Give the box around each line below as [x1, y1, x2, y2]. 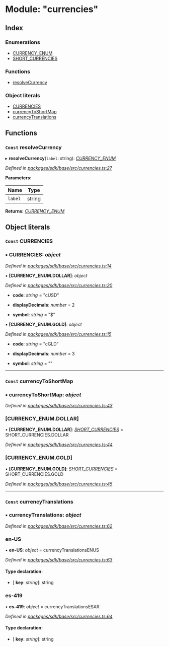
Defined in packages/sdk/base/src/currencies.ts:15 [5, 331, 112, 337]
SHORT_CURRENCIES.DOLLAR [5, 432, 69, 438]
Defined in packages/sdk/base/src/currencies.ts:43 [5, 402, 113, 408]
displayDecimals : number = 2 [12, 302, 75, 308]
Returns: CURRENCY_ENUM [5, 208, 65, 214]
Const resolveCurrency [5, 143, 62, 151]
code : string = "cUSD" [12, 292, 59, 298]
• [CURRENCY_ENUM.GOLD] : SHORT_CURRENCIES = [5, 466, 118, 472]
